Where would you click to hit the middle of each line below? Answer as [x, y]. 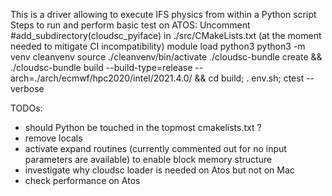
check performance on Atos [82, 180]
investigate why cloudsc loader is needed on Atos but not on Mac [159, 170]
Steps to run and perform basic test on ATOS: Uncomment [130, 25]
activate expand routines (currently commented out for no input [155, 148]
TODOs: [26, 108]
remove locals [53, 138]
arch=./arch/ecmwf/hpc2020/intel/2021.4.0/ [101, 78]
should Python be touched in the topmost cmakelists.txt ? [143, 127]
